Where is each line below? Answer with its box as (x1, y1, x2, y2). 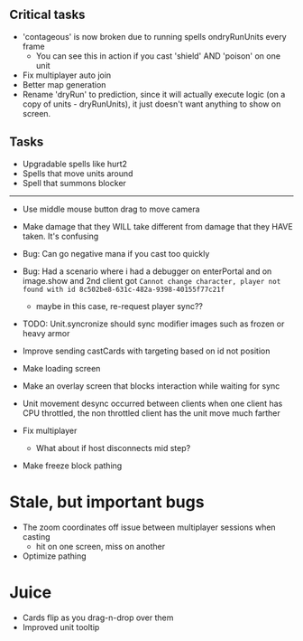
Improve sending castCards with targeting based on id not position (22, 345, 271, 356)
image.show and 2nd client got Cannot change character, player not (22, 275, 281, 286)
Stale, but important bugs (9, 492, 205, 512)
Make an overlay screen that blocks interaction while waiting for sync (22, 380, 280, 391)
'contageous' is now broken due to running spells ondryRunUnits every (22, 31, 287, 42)
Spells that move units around (22, 167, 133, 179)
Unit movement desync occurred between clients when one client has (22, 398, 283, 409)
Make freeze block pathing (22, 460, 123, 471)
